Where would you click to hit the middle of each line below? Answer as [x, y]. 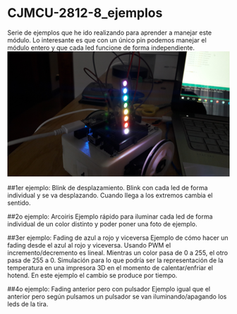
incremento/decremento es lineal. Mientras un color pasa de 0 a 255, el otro [117, 253]
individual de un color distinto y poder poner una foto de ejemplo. [102, 224]
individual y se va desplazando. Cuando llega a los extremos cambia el [110, 195]
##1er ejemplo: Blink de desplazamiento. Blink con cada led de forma [108, 188]
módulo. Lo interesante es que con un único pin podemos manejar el [107, 40]
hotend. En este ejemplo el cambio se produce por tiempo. [92, 275]
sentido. [19, 203]
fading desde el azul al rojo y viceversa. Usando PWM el [89, 245]
